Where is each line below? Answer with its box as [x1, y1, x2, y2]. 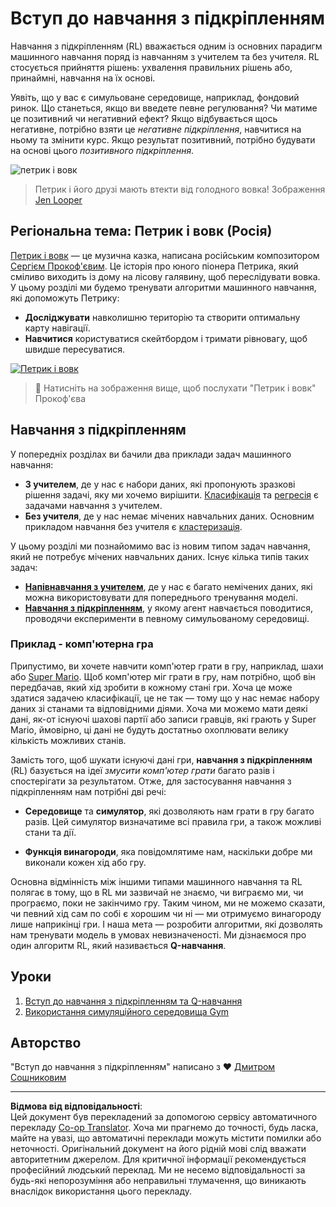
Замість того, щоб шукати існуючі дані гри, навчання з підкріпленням [10, 753, 313, 766]
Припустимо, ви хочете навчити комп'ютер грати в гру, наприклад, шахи [10, 660, 324, 672]
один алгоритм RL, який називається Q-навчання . [10, 939, 227, 951]
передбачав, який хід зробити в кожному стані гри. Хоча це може [10, 681, 293, 693]
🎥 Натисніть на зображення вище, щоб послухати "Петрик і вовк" [34, 382, 317, 394]
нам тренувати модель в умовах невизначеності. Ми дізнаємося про [10, 928, 307, 941]
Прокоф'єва [34, 392, 87, 404]
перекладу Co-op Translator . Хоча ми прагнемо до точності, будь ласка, [10, 1122, 319, 1134]
